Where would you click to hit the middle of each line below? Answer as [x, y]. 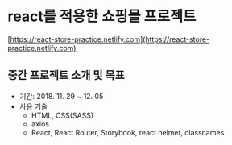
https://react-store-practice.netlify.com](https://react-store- [110, 39]
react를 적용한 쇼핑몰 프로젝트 [102, 17]
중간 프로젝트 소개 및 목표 [66, 75]
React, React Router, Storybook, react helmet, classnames [128, 132]
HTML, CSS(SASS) [62, 115]
